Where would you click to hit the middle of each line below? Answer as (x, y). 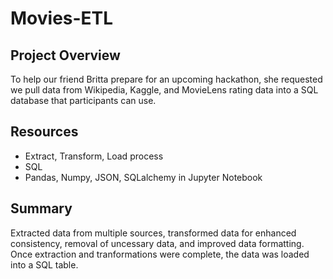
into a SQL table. (44, 264)
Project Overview (65, 55)
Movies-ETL (62, 18)
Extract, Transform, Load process (94, 156)
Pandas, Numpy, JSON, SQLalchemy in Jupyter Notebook (143, 177)
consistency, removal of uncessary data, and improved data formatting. (157, 243)
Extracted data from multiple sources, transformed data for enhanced (153, 233)
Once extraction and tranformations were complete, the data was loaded (160, 254)
